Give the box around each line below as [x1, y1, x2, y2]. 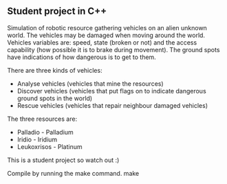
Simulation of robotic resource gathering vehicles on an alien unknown [7, 23, 208, 32]
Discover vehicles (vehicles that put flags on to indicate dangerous [17, 87, 206, 95]
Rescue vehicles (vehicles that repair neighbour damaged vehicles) [17, 101, 208, 109]
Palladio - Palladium [17, 128, 74, 136]
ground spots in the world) [17, 94, 93, 102]
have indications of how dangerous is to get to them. [7, 53, 156, 61]
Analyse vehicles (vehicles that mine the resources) [17, 79, 164, 88]
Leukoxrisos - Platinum [17, 142, 83, 150]
